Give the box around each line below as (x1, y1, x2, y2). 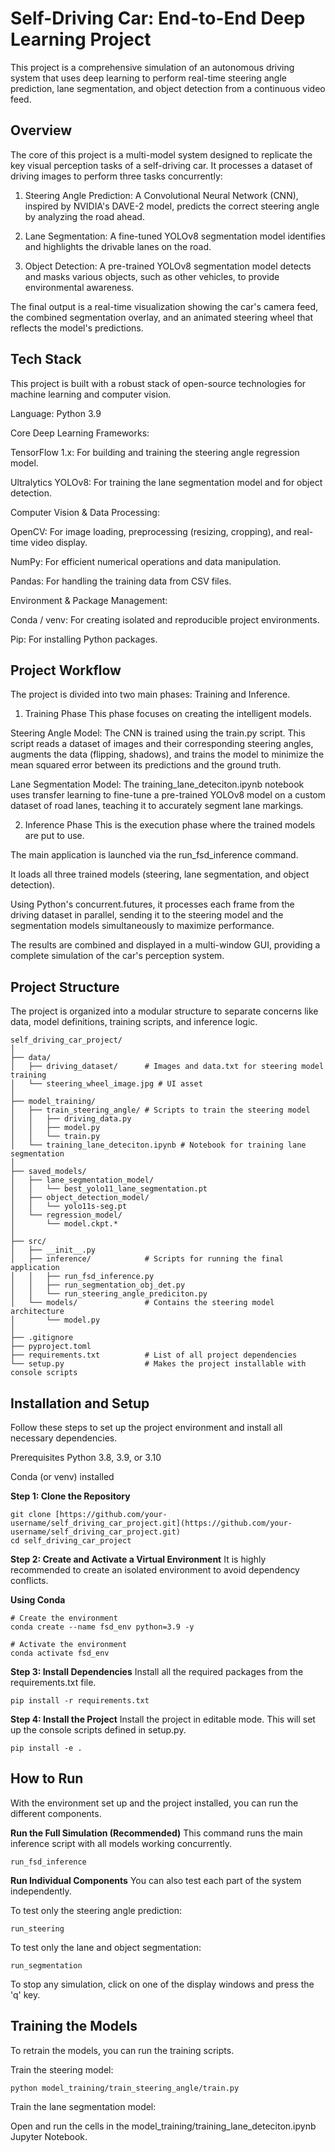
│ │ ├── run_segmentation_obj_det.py (10, 1280, 186, 1291)
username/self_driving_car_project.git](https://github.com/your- (10, 1518, 293, 1528)
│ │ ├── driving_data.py (10, 1114, 132, 1124)
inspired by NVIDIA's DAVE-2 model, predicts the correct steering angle (24, 200, 320, 212)
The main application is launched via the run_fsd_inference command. (10, 849, 299, 861)
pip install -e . (10, 1743, 83, 1753)
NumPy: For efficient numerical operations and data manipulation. (10, 555, 282, 567)
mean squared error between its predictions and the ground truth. (10, 759, 282, 771)
